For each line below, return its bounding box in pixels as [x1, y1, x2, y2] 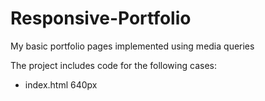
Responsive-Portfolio [10, 7, 192, 30]
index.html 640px [24, 78, 98, 91]
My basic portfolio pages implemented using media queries [10, 40, 255, 52]
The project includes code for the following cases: [10, 59, 217, 71]
